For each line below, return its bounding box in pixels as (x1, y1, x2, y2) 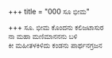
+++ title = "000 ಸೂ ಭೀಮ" (8, 7, 90, 16)
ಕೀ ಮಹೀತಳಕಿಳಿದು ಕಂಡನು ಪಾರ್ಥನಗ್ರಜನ (8, 41, 103, 50)
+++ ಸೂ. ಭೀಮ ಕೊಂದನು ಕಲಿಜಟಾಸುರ (8, 23, 104, 32)
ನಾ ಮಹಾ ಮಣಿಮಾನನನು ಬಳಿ (8, 32, 78, 41)
